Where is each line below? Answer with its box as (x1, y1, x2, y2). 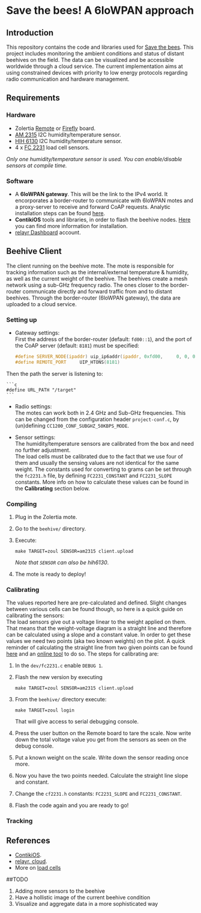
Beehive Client (6, 246, 62, 256)
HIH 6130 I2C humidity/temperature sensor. (14, 137, 122, 144)
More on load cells (14, 864, 61, 871)
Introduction (6, 28, 54, 38)
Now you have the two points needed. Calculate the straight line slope (14, 772, 188, 779)
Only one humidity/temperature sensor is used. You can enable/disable (6, 155, 182, 162)
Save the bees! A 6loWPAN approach (6, 4, 194, 17)
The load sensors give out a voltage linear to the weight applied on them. (6, 618, 187, 626)
